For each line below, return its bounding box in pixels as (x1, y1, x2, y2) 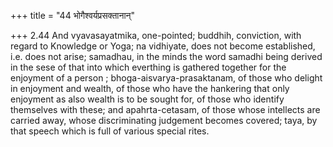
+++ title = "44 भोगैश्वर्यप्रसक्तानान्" (10, 10, 136, 21)
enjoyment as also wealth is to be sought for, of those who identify (10, 93, 285, 105)
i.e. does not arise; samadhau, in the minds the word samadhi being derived (10, 51, 323, 62)
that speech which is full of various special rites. (10, 125, 210, 137)
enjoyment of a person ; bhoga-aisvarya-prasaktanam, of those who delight (10, 72, 323, 84)
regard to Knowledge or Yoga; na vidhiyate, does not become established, (10, 40, 316, 52)
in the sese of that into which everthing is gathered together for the (10, 61, 287, 73)
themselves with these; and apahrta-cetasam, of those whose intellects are (10, 104, 321, 115)
